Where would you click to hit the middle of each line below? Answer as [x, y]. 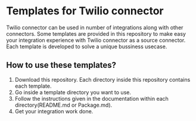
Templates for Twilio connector [85, 11]
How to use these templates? [61, 65]
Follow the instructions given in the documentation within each [91, 98]
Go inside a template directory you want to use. [73, 92]
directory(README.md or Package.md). [63, 105]
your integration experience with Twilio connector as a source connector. [96, 40]
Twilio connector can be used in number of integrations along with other [95, 27]
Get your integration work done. [54, 111]
